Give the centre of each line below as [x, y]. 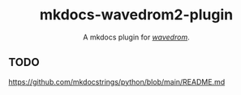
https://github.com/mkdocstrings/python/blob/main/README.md [117, 81]
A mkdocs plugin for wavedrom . [136, 37]
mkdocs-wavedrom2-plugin [136, 15]
